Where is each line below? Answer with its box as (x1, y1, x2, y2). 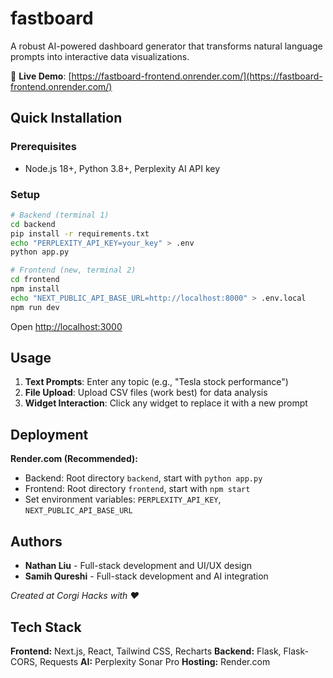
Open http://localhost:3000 (10, 320, 123, 332)
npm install (10, 284, 60, 294)
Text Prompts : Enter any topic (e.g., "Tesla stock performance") (24, 376, 289, 388)
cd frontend (10, 275, 60, 285)
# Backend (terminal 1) (10, 210, 110, 220)
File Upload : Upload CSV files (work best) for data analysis (24, 387, 268, 399)
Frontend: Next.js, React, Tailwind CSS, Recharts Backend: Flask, (10, 645, 282, 657)
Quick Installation (10, 110, 123, 127)
